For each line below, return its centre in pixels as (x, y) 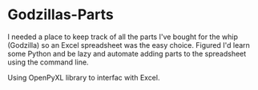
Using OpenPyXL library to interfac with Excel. (84, 77)
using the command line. (48, 62)
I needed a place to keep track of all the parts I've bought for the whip (123, 37)
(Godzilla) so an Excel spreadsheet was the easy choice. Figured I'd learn (129, 45)
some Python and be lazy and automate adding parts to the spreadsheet (127, 53)
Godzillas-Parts (60, 15)
